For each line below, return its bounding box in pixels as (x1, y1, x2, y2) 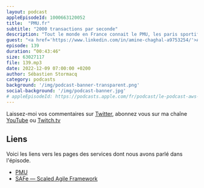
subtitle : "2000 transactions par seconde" (6, 25, 118, 32)
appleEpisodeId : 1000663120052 (6, 15, 86, 21)
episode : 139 (6, 43, 39, 49)
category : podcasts (6, 76, 56, 82)
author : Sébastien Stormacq (6, 71, 78, 77)
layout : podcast (6, 8, 47, 15)
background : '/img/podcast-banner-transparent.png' (6, 82, 140, 89)
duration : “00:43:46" (6, 49, 61, 55)
